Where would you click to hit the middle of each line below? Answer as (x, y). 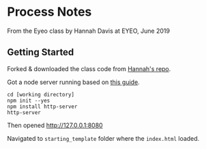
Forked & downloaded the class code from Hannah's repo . (89, 68)
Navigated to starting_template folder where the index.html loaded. (103, 138)
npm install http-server (42, 107)
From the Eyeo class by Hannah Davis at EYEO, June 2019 (89, 31)
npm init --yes (29, 100)
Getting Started (41, 52)
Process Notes (49, 12)
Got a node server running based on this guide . (73, 82)
